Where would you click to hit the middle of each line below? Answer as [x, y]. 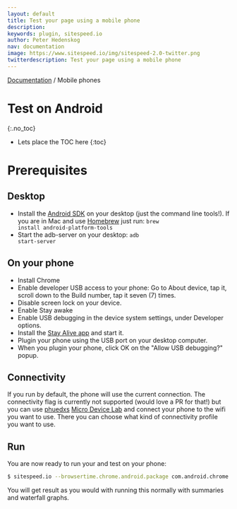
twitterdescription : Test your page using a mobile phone [94, 60]
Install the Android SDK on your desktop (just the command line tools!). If [123, 213]
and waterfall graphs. [38, 498]
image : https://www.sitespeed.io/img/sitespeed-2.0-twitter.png [104, 54]
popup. [28, 355]
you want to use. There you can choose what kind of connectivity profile [113, 417]
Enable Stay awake [45, 310]
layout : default [31, 14]
